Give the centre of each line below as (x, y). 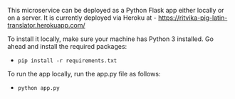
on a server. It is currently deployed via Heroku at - (82, 18)
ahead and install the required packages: (67, 46)
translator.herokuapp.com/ (46, 25)
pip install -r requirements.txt (67, 61)
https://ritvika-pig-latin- (193, 18)
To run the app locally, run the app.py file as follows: (84, 74)
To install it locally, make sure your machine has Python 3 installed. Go (110, 39)
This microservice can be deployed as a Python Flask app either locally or (116, 10)
